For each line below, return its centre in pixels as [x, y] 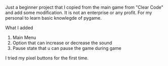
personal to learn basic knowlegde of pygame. [53, 18]
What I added [19, 28]
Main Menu [24, 38]
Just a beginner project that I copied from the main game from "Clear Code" [84, 7]
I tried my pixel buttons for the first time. [47, 58]
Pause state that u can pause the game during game [67, 48]
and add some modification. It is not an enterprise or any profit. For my [79, 13]
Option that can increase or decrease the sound [62, 43]
